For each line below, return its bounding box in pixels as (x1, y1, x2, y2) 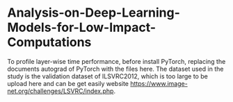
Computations (7, 35, 92, 50)
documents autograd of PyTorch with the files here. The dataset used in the (7, 65, 224, 73)
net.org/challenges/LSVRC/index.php (7, 87, 114, 95)
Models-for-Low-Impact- (7, 19, 156, 35)
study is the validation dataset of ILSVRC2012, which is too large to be (7, 71, 209, 80)
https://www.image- (129, 79, 188, 87)
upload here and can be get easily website (7, 79, 129, 87)
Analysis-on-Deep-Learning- (7, 5, 181, 21)
